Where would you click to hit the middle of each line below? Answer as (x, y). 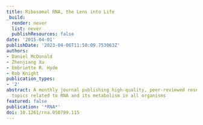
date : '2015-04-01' (31, 40)
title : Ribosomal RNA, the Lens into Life (60, 12)
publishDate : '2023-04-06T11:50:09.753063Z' (63, 46)
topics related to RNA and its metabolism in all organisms (89, 96)
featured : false (27, 101)
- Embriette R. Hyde (32, 68)
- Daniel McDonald (29, 56)
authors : (17, 51)
